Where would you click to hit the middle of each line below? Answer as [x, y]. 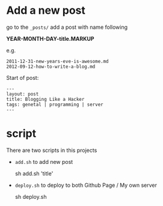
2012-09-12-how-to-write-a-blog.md [51, 67]
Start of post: [23, 77]
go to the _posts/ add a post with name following [67, 27]
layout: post [23, 94]
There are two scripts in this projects [52, 150]
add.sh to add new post [44, 162]
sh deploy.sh [31, 196]
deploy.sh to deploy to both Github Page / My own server [86, 185]
